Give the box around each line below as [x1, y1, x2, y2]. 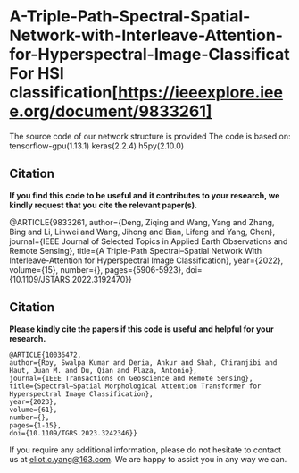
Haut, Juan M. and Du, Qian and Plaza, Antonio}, [9, 366, 198, 375]
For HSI [9, 63, 64, 84]
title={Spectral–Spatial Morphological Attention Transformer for [9, 382, 262, 391]
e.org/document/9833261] [9, 101, 212, 122]
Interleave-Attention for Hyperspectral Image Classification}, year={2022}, [9, 255, 284, 266]
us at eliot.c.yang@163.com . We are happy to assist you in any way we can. [9, 453, 287, 464]
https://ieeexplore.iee [117, 82, 284, 103]
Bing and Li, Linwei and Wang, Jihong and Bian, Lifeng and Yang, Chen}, [9, 226, 275, 237]
